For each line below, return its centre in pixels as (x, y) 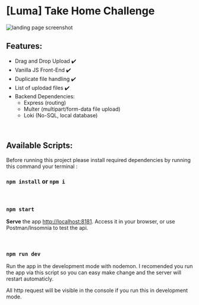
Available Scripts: (40, 146)
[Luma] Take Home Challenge (80, 11)
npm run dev (23, 254)
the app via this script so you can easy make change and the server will (94, 273)
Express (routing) (45, 102)
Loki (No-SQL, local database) (61, 115)
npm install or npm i (36, 182)
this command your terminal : (42, 166)
